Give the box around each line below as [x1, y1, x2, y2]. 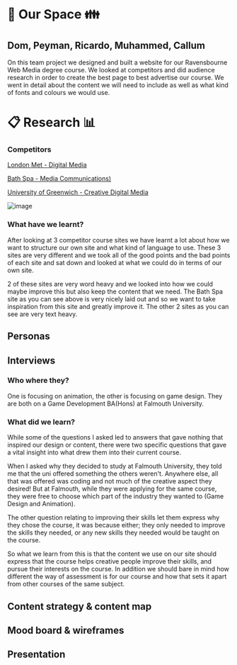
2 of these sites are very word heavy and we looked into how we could [7, 279, 214, 288]
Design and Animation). [7, 500, 76, 508]
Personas [7, 330, 51, 342]
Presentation [7, 649, 66, 661]
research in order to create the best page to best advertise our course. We [7, 73, 224, 82]
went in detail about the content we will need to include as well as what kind [7, 81, 229, 89]
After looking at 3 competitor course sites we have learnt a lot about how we [7, 235, 230, 244]
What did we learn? [7, 417, 76, 427]
